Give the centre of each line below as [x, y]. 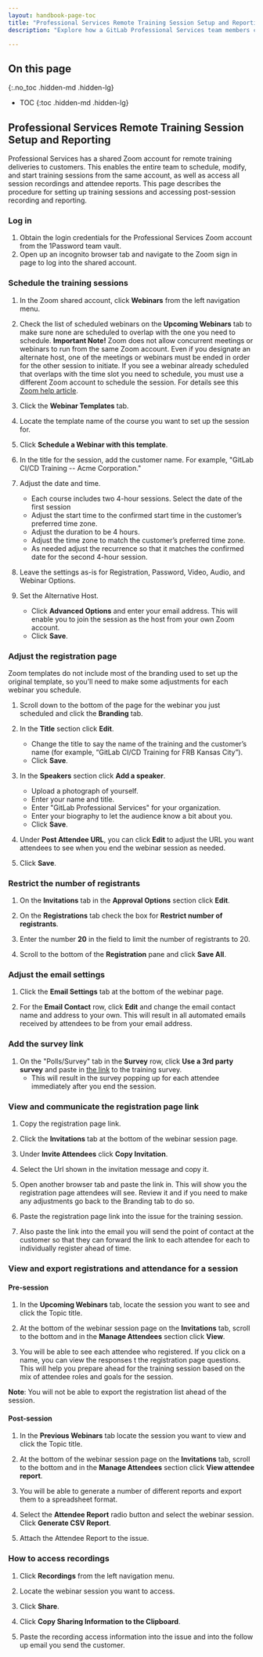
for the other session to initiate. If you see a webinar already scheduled [134, 365]
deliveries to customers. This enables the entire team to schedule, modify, [128, 167]
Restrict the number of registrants [74, 883]
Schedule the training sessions [68, 283]
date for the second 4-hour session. [89, 557]
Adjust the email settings [57, 975]
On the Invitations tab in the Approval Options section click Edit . [124, 900]
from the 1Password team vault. [70, 246]
